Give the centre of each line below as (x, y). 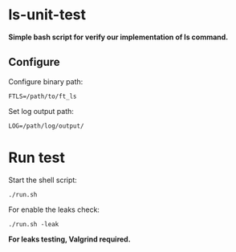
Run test (37, 157)
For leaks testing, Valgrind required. (69, 239)
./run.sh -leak (34, 224)
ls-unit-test (47, 15)
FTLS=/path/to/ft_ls (43, 96)
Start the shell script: (43, 180)
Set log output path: (41, 111)
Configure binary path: (46, 81)
